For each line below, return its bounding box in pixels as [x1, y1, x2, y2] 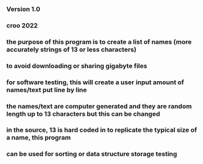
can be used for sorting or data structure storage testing [6, 150, 177, 159]
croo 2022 [6, 21, 38, 29]
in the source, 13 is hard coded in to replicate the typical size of [6, 126, 197, 134]
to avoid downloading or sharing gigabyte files [6, 62, 148, 70]
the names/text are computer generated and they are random [6, 102, 192, 110]
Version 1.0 [6, 5, 41, 13]
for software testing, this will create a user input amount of [6, 78, 185, 87]
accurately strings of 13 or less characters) [6, 45, 136, 54]
